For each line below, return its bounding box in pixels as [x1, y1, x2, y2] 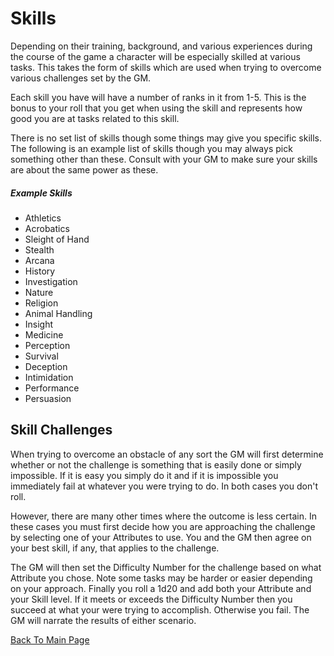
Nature [24, 286, 54, 298]
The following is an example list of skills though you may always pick [10, 142, 293, 154]
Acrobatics [24, 222, 70, 234]
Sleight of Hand [24, 233, 90, 245]
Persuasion [24, 392, 72, 404]
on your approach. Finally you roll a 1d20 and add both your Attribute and [10, 582, 312, 594]
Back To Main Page [10, 633, 90, 646]
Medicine [24, 328, 64, 341]
